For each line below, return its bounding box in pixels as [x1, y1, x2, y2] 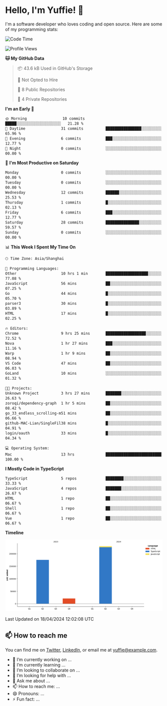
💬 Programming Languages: [5, 266, 59, 271]
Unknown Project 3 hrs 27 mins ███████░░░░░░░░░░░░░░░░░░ [5, 391, 162, 396]
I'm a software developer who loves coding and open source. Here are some [5, 21, 163, 27]
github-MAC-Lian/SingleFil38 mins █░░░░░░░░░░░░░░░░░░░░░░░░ [5, 421, 162, 426]
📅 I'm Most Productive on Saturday [5, 160, 79, 166]
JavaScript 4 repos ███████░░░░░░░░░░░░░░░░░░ [5, 486, 162, 491]
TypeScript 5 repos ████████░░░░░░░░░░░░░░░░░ [5, 476, 162, 481]
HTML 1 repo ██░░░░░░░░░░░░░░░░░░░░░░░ [5, 496, 162, 501]
